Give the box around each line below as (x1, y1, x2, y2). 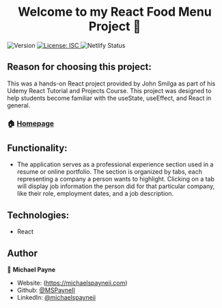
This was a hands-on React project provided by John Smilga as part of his (7, 79, 216, 88)
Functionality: (7, 142, 68, 154)
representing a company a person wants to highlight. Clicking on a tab (16, 175, 215, 183)
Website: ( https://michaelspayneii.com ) (16, 279, 128, 287)
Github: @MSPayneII (16, 286, 75, 294)
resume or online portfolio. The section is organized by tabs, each (16, 168, 203, 176)
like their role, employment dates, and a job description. (16, 190, 174, 198)
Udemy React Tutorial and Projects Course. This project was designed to (7, 86, 212, 94)
